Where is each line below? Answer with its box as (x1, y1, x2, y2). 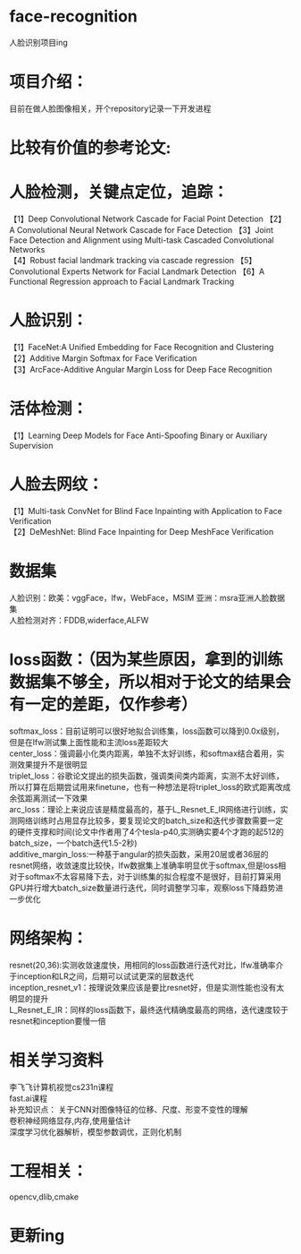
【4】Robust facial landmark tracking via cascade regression (9, 255, 235, 265)
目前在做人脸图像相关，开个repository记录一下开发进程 (9, 103, 212, 114)
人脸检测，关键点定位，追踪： (9, 182, 230, 202)
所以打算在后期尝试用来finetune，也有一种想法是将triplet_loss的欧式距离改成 (9, 781, 291, 792)
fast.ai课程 (9, 1093, 48, 1104)
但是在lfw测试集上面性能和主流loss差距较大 (9, 736, 169, 747)
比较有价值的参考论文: (9, 138, 171, 159)
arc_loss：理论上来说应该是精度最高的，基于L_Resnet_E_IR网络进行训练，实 (9, 803, 288, 814)
